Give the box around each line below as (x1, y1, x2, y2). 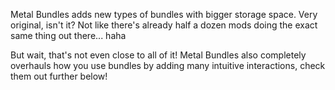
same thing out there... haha (10, 30, 127, 41)
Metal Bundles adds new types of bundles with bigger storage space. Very (10, 9, 318, 20)
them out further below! (10, 70, 108, 82)
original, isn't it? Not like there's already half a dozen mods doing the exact (10, 19, 318, 31)
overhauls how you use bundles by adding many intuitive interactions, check (10, 60, 326, 71)
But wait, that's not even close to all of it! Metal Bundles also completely (10, 49, 307, 61)
